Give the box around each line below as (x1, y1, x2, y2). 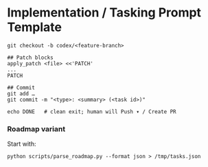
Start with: (7, 140, 36, 148)
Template (7, 19, 62, 35)
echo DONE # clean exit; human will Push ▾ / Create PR (7, 108, 176, 115)
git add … (7, 90, 36, 97)
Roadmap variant (7, 124, 66, 133)
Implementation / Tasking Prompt (7, 5, 201, 21)
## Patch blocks (7, 54, 54, 61)
